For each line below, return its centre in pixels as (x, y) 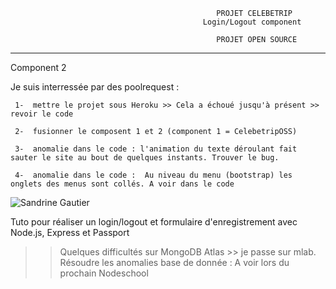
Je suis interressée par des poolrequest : (95, 87)
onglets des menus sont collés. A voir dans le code (122, 184)
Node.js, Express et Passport (70, 232)
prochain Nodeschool (104, 273)
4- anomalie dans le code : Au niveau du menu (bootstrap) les (153, 175)
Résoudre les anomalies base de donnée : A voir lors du (174, 262)
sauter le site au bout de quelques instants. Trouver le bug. (145, 158)
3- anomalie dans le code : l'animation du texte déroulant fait (156, 149)
